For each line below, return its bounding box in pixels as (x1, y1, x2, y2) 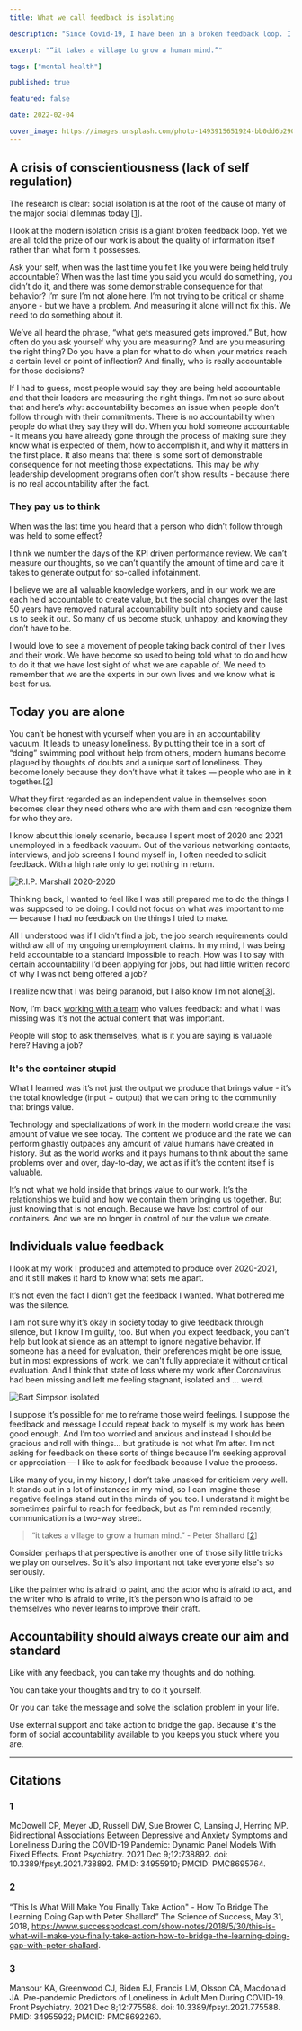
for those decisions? (9, 365, 85, 376)
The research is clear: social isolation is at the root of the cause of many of (9, 198, 287, 209)
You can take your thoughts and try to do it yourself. (9, 1684, 202, 1695)
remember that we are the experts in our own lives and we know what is (9, 668, 276, 679)
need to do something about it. (9, 309, 123, 320)
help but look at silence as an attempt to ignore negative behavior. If (9, 1336, 261, 1347)
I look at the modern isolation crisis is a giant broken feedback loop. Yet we (9, 225, 288, 236)
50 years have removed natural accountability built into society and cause (9, 604, 283, 614)
